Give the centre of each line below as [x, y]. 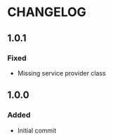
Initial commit [37, 130]
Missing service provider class [62, 73]
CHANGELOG [47, 12]
